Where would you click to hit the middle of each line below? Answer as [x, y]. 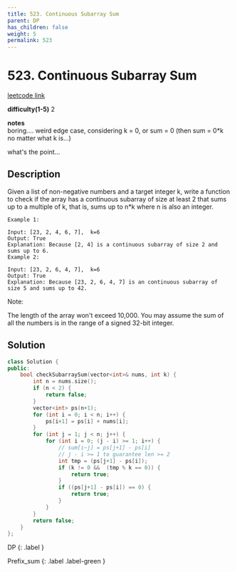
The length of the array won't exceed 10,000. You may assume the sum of [116, 315]
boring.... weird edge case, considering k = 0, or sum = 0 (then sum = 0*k [116, 131]
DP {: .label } [26, 547]
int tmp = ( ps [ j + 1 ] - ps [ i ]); [103, 461]
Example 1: [23, 219]
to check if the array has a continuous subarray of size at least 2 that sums [117, 199]
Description [34, 174]
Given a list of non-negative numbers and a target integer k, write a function [118, 191]
